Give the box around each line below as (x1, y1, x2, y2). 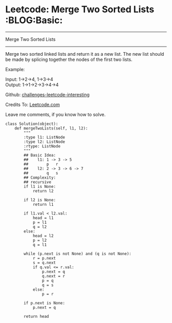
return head (24, 314, 50, 319)
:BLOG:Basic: (5, 14, 63, 26)
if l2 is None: (24, 197, 56, 203)
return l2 (32, 188, 54, 193)
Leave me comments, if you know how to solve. (5, 111, 106, 117)
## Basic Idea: (24, 153, 56, 158)
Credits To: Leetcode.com (5, 101, 60, 107)
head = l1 (32, 215, 54, 221)
